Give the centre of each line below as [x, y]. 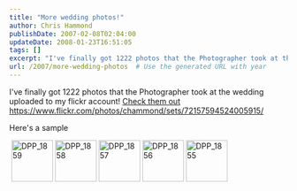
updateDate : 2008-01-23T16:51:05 [71, 42]
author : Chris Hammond [51, 26]
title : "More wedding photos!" [67, 17]
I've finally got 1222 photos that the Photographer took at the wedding [137, 92]
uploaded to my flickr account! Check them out [95, 101]
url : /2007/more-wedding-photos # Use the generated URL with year [138, 67]
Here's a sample [39, 127]
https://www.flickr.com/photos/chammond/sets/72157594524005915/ [137, 111]
